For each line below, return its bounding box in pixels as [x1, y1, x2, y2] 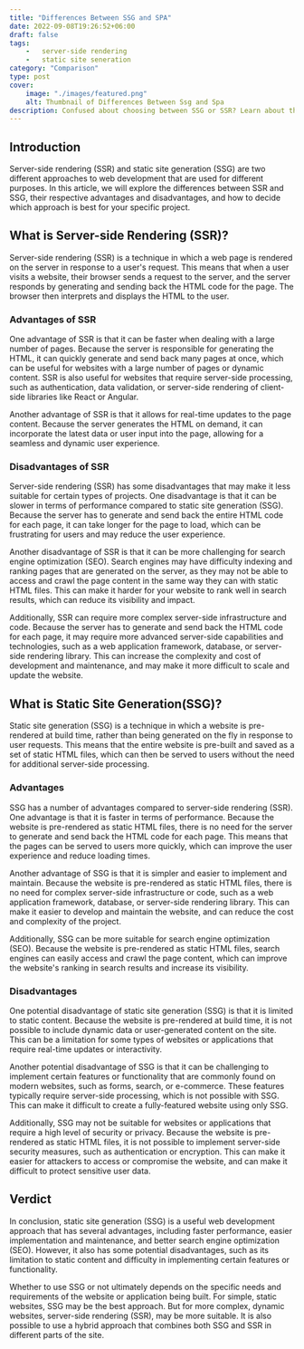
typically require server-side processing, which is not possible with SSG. [9, 1090, 280, 1101]
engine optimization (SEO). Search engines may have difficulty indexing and [9, 556, 293, 567]
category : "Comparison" [9, 64, 100, 73]
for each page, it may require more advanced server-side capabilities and [9, 631, 284, 643]
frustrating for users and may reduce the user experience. [9, 529, 226, 540]
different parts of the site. [9, 1329, 105, 1340]
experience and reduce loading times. [9, 850, 151, 861]
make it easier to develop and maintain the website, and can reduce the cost [9, 906, 294, 917]
